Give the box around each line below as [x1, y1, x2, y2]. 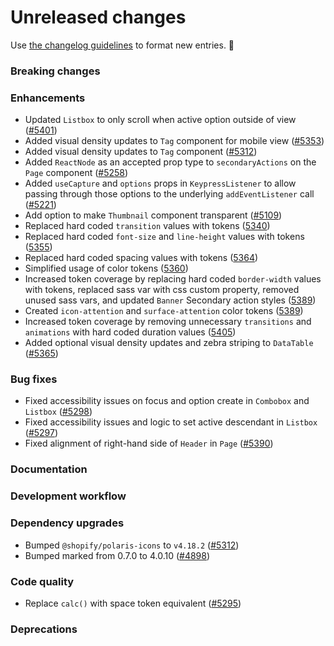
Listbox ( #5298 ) [24, 406, 93, 418]
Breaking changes [10, 64, 101, 78]
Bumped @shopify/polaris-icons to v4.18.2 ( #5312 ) [24, 539, 240, 551]
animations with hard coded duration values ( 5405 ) [24, 326, 237, 338]
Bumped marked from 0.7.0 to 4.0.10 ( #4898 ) [24, 549, 211, 561]
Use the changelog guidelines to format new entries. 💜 [10, 39, 235, 51]
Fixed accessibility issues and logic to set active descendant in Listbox [24, 416, 318, 428]
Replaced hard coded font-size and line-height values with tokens [24, 231, 305, 243]
